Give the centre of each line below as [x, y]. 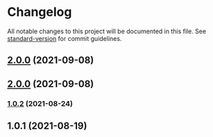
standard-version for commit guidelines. [65, 38]
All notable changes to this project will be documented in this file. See [107, 31]
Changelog [40, 12]
